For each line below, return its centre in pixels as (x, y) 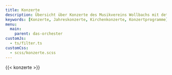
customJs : (16, 39)
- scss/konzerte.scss (33, 53)
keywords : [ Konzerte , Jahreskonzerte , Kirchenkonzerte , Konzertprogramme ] (87, 19)
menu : (11, 24)
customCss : (17, 48)
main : (16, 29)
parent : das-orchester (39, 34)
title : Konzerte (23, 10)
